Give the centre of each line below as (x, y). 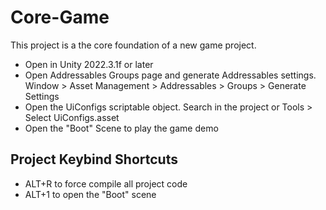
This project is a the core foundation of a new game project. (133, 45)
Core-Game (60, 17)
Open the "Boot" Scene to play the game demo (121, 128)
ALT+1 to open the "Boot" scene (90, 194)
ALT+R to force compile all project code (106, 183)
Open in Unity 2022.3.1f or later (89, 64)
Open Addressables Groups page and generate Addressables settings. (170, 75)
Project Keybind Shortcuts (94, 159)
